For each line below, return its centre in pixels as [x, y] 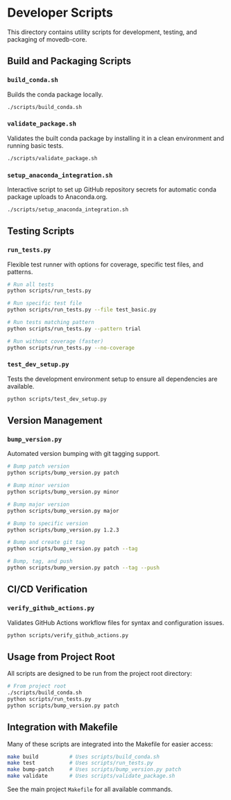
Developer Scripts [60, 13]
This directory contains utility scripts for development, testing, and [102, 32]
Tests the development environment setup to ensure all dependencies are [112, 379]
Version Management [55, 421]
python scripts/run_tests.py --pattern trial [74, 329]
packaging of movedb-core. [47, 39]
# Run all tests [31, 284]
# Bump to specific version [48, 523]
